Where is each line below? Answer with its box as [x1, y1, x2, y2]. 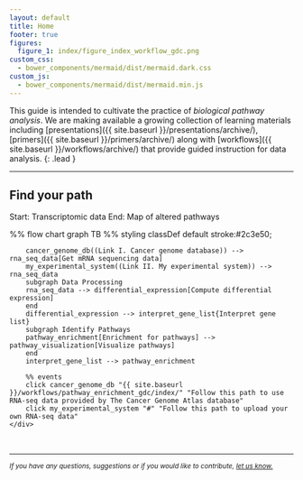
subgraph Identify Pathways [25, 326, 131, 335]
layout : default [9, 13, 70, 23]
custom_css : [9, 55, 54, 64]
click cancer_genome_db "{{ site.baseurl [25, 381, 183, 390]
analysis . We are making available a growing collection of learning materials [9, 115, 291, 125]
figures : [9, 38, 42, 48]
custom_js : [9, 72, 50, 81]
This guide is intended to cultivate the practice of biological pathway [9, 105, 265, 115]
